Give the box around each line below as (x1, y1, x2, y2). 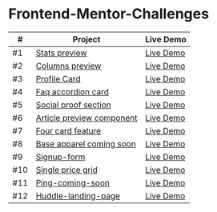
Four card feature (35, 125, 102, 136)
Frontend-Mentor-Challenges (8, 5, 210, 23)
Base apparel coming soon (35, 138, 136, 149)
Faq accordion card (35, 86, 110, 97)
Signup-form (35, 151, 86, 162)
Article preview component (35, 112, 138, 123)
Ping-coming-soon (35, 177, 110, 188)
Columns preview (35, 60, 102, 71)
